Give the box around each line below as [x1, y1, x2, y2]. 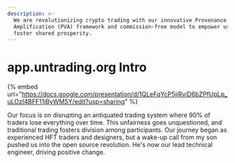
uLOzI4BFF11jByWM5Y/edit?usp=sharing [7, 98, 125, 106]
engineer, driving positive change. [7, 148, 106, 157]
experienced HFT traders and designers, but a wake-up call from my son [7, 133, 218, 141]
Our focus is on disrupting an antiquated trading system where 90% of [7, 111, 211, 119]
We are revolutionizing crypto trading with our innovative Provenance [13, 17, 227, 24]
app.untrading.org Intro [7, 60, 147, 75]
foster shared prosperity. [13, 29, 92, 37]
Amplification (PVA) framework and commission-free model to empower [13, 23, 220, 30]
